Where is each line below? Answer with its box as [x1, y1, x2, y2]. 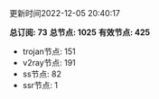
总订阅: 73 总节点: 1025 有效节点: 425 [9, 27, 151, 38]
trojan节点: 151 [22, 46, 76, 57]
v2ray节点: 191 [22, 58, 77, 67]
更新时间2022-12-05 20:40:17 [9, 8, 120, 18]
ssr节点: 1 [22, 80, 59, 90]
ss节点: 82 [22, 68, 61, 79]
